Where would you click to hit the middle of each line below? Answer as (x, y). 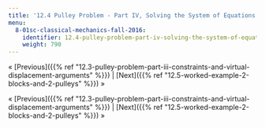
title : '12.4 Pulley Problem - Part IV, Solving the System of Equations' (134, 15)
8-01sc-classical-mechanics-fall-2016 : (81, 30)
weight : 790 (42, 45)
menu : (17, 23)
